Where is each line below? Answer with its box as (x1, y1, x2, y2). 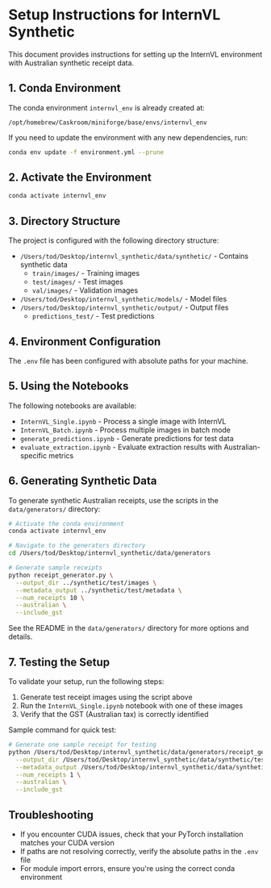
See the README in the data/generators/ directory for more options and (8, 623, 249, 633)
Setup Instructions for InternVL (8, 6, 221, 24)
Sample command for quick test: (8, 725, 117, 735)
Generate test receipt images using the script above (19, 692, 193, 702)
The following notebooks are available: (8, 401, 137, 411)
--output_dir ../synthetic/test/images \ (15, 578, 157, 586)
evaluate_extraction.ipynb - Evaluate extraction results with (19, 442, 223, 452)
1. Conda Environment (8, 81, 121, 95)
